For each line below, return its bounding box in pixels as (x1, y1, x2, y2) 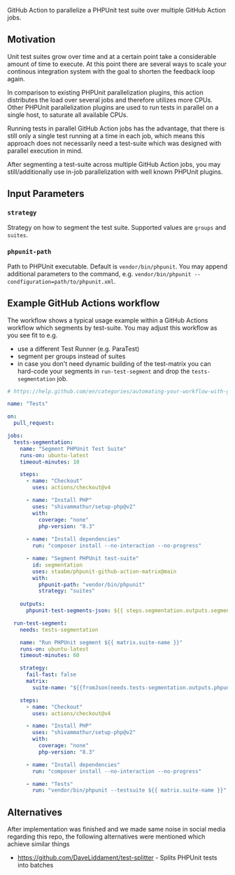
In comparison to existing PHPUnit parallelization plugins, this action (7, 88, 204, 97)
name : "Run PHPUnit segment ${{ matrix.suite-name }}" (20, 639, 183, 646)
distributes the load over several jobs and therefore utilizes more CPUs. (7, 95, 213, 104)
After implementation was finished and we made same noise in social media (7, 825, 226, 834)
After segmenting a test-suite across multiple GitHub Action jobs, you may (7, 160, 221, 168)
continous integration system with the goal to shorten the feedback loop (7, 67, 215, 76)
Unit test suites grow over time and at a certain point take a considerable (7, 52, 217, 60)
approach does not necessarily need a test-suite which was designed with (7, 139, 222, 147)
